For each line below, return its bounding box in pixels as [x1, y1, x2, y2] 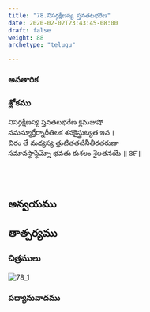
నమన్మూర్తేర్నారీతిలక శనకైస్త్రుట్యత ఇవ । [8, 127, 114, 137]
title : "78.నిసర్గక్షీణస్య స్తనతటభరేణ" [8, 11, 111, 20]
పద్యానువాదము [8, 292, 61, 303]
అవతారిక [8, 74, 39, 86]
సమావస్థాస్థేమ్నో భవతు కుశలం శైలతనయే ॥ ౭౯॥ [8, 148, 142, 158]
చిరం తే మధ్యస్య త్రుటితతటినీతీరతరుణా [8, 138, 120, 147]
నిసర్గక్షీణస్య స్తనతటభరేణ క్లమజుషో [8, 117, 104, 127]
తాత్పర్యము [8, 226, 58, 240]
